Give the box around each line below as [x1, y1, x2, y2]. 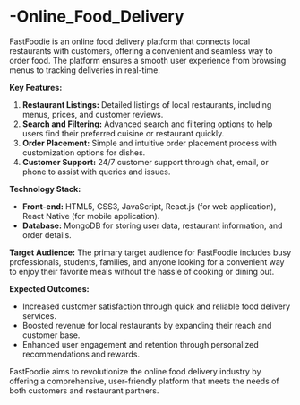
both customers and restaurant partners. [9, 384, 159, 396]
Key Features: [9, 82, 63, 92]
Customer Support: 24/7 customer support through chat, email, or [21, 156, 269, 167]
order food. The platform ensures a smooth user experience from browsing [9, 55, 287, 66]
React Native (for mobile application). [21, 210, 160, 221]
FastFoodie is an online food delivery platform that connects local [9, 36, 251, 47]
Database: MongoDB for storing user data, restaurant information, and [21, 220, 283, 231]
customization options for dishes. [21, 146, 146, 158]
